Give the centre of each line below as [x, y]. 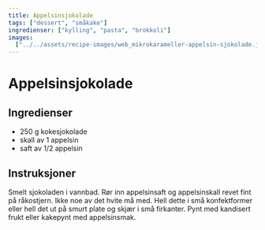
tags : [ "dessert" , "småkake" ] [58, 23]
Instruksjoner [42, 173]
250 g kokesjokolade [54, 132]
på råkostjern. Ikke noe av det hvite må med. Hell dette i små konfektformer [131, 200]
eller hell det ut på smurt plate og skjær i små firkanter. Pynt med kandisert [129, 209]
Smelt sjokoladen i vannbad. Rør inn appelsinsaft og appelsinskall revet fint [130, 192]
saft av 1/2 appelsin [51, 148]
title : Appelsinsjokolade [50, 15]
